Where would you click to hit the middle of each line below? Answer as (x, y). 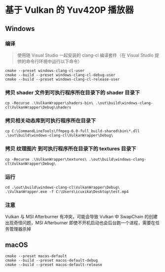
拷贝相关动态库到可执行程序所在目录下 (50, 121)
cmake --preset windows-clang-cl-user (45, 70)
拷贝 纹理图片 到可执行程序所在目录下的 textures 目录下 (71, 149)
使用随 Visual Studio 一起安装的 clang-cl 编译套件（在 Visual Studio (85, 55)
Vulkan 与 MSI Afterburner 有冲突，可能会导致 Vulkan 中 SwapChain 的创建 (81, 217)
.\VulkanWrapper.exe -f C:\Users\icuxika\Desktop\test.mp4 (67, 192)
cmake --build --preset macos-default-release (54, 265)
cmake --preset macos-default (36, 256)
